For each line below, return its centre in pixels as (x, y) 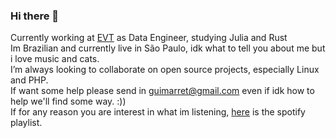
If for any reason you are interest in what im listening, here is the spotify (158, 112)
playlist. (26, 123)
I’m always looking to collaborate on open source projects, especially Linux (165, 70)
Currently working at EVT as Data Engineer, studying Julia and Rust (149, 38)
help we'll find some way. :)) (68, 101)
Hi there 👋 (35, 16)
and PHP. (29, 80)
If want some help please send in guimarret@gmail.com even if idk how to (162, 91)
